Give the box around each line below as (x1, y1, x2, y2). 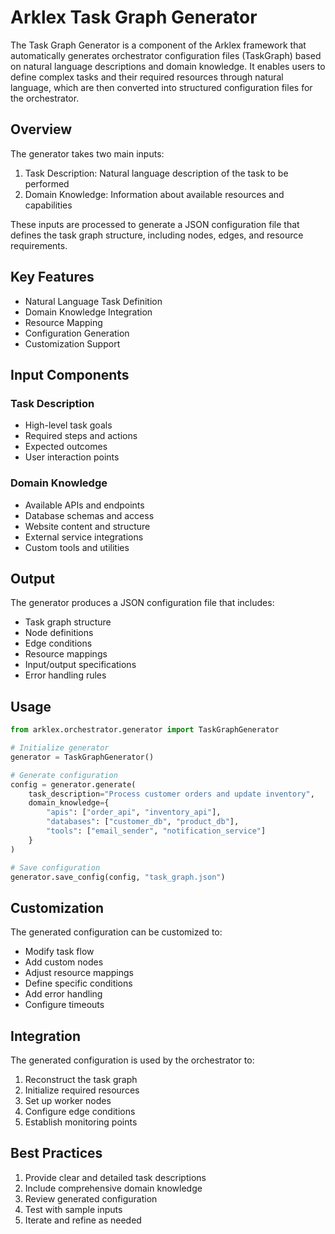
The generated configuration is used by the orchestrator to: (10, 1054, 255, 1066)
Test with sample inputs (24, 1203, 123, 1215)
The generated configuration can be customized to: (10, 926, 223, 938)
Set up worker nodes (24, 1095, 112, 1107)
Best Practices (10, 1145, 103, 1162)
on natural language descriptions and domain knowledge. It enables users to (10, 60, 326, 72)
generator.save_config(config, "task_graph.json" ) (10, 872, 226, 882)
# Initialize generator (10, 743, 110, 753)
